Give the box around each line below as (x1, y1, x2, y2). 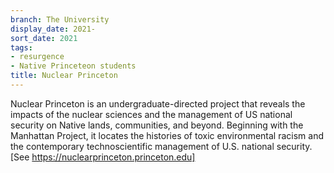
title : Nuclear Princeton (10, 71, 118, 81)
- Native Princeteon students (10, 61, 137, 71)
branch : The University (10, 14, 110, 25)
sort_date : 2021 (10, 33, 78, 43)
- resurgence (10, 52, 65, 62)
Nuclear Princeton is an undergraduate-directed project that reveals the (10, 97, 306, 110)
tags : (10, 42, 33, 53)
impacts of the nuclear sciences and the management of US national (10, 108, 293, 120)
